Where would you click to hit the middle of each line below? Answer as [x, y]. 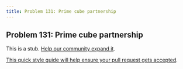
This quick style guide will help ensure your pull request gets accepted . [92, 60]
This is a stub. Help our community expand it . [61, 49]
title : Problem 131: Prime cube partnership [61, 11]
